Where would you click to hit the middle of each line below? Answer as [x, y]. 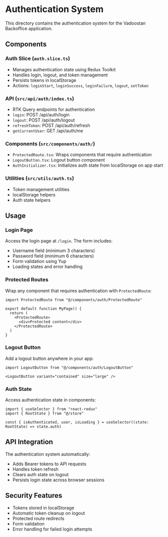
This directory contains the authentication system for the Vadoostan [75, 23]
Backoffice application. [29, 28]
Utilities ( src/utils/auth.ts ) [40, 178]
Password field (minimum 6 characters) [53, 256]
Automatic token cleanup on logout [49, 513]
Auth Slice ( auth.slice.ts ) [38, 59]
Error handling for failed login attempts [52, 529]
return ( [19, 313]
